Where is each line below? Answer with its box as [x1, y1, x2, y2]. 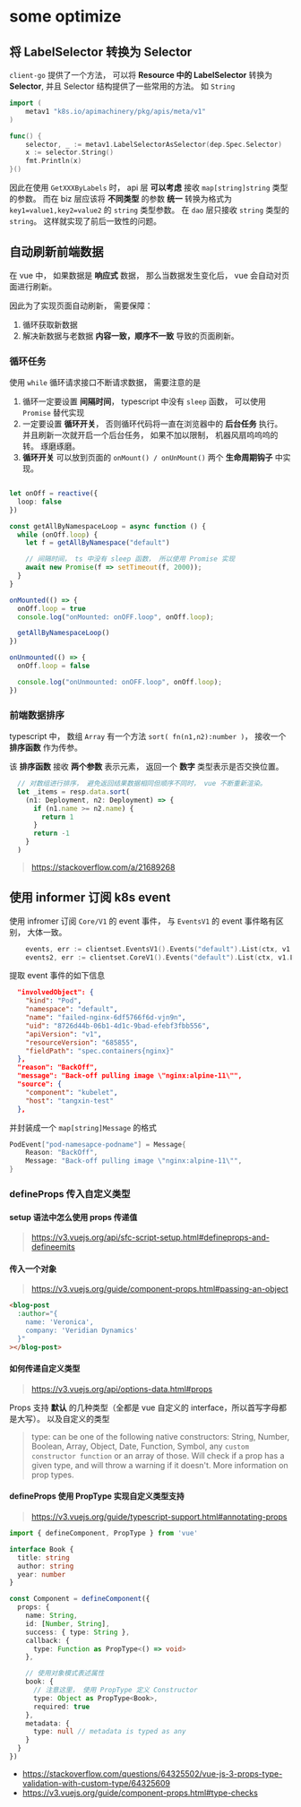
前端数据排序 [9, 709, 65, 721]
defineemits [30, 1242, 76, 1252]
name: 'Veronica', [25, 1318, 94, 1327]
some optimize [9, 6, 122, 27]
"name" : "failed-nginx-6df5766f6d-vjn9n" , [25, 1013, 186, 1022]
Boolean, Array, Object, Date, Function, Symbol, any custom [30, 1441, 249, 1451]
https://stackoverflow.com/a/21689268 [30, 862, 176, 873]
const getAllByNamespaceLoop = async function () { [9, 521, 206, 530]
